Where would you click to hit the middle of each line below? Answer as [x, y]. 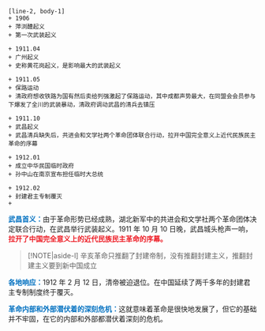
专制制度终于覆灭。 [46, 292]
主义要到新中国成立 [65, 265]
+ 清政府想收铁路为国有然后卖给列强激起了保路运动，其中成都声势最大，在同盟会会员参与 [132, 96]
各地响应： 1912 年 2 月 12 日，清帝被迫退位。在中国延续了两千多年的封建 [126, 282]
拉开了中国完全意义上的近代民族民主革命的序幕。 [88, 239]
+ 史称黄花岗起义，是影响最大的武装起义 [65, 66]
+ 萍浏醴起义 [26, 27]
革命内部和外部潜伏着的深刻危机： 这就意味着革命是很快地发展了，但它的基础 [132, 309]
